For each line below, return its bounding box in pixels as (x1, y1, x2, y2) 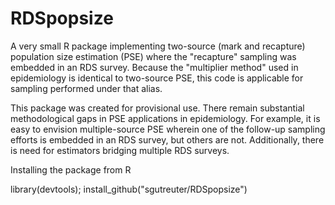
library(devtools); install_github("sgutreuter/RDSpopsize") (10, 183, 248, 195)
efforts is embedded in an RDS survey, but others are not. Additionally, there (10, 133, 325, 146)
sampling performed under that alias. (10, 82, 163, 94)
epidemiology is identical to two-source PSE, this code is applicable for (10, 72, 304, 84)
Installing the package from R (10, 163, 132, 176)
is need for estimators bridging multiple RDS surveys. (10, 144, 230, 156)
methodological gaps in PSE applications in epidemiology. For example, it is (10, 112, 321, 124)
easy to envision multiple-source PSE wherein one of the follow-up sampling (10, 123, 326, 135)
